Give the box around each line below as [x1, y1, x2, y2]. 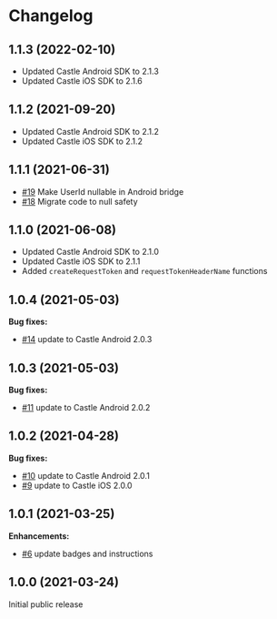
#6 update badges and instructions [21, 548, 153, 559]
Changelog [8, 5, 94, 26]
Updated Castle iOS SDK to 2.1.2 [21, 136, 143, 147]
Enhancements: [8, 530, 70, 542]
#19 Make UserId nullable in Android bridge [21, 186, 184, 197]
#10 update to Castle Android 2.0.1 [21, 470, 151, 481]
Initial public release [8, 598, 84, 610]
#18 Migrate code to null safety [21, 196, 138, 207]
